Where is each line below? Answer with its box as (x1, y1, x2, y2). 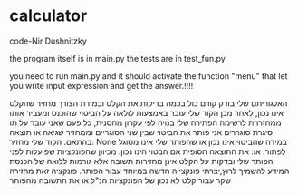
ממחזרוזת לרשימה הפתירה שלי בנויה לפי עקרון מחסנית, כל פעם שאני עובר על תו (9, 117, 283, 128)
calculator (9, 5, 88, 26)
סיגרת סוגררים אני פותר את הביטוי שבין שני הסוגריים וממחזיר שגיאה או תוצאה (9, 126, 274, 137)
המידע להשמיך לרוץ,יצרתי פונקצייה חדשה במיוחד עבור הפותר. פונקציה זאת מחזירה (9, 165, 290, 176)
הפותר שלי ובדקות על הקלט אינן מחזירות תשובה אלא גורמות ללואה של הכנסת (9, 155, 274, 166)
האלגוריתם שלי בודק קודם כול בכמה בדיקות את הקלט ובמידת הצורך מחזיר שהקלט (9, 97, 288, 109)
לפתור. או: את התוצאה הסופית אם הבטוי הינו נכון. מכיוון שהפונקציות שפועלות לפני (9, 146, 286, 157)
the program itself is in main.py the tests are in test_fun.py (9, 53, 226, 63)
